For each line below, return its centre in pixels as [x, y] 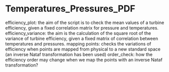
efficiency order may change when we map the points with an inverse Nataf [84, 59]
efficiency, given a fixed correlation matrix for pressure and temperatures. [82, 27]
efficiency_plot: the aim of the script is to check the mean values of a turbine [85, 22]
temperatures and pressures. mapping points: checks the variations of [78, 43]
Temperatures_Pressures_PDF [70, 9]
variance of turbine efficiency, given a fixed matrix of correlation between [82, 38]
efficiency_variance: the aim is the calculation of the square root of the [78, 33]
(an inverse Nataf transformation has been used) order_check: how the [79, 54]
